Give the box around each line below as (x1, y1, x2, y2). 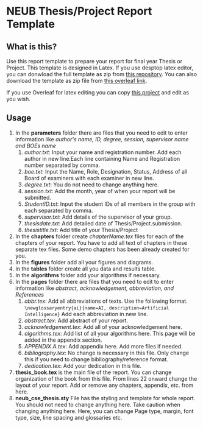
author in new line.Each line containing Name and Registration (24, 155, 180, 162)
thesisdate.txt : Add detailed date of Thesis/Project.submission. (24, 219, 183, 227)
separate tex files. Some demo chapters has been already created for (15, 245, 190, 253)
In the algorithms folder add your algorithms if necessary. (15, 271, 161, 278)
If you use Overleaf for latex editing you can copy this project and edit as (6, 89, 189, 96)
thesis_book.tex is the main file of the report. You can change (15, 369, 172, 376)
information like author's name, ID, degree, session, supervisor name (15, 135, 189, 143)
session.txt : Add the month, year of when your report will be (24, 187, 176, 194)
